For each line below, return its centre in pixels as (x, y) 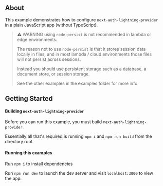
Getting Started (29, 99)
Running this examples (29, 153)
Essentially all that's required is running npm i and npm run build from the (79, 136)
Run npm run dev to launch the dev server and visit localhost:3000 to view (79, 173)
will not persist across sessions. (49, 59)
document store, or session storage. (53, 74)
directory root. (19, 142)
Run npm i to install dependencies (39, 164)
